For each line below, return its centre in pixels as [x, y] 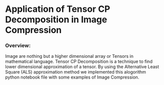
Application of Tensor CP [58, 9]
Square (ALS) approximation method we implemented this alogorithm [76, 72]
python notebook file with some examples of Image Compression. [72, 77]
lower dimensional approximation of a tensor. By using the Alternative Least [82, 67]
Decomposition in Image [56, 20]
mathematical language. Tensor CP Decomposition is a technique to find [79, 62]
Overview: [18, 45]
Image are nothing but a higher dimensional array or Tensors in [69, 56]
